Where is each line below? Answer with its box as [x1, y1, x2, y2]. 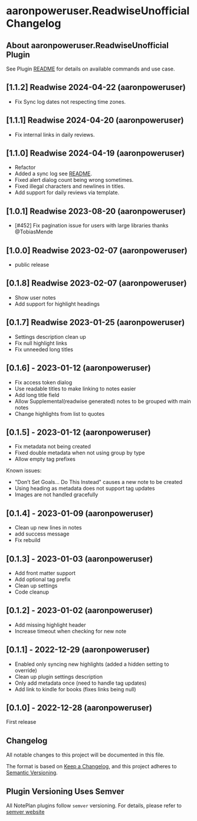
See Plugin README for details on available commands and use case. [6, 65, 175, 72]
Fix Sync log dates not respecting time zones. [14, 98, 126, 105]
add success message [14, 530, 70, 537]
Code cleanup [14, 588, 49, 595]
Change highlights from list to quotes [14, 410, 105, 417]
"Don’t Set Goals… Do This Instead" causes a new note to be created [14, 479, 183, 486]
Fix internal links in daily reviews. [14, 131, 95, 138]
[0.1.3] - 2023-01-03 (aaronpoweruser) [6, 554, 153, 564]
